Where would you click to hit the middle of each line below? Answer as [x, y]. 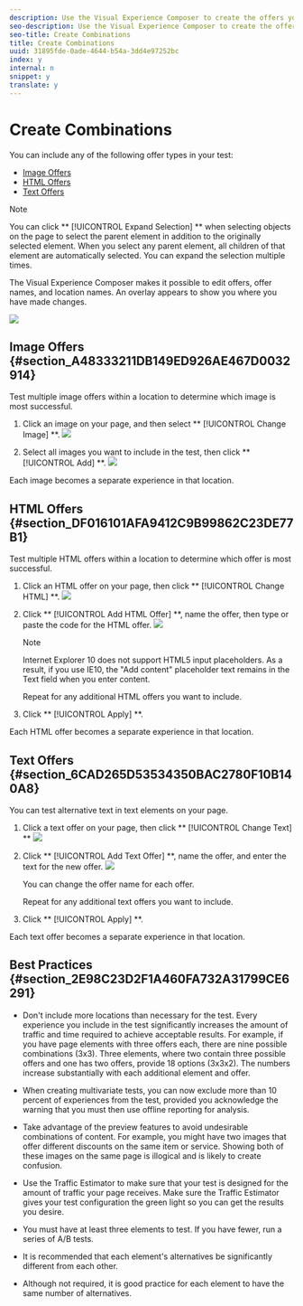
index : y [26, 60]
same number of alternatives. [77, 1292]
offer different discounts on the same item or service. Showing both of [153, 1146]
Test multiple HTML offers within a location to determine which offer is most [150, 559]
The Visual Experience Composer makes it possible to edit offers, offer [141, 282]
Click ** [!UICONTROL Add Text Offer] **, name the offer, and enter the [154, 856]
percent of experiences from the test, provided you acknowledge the [150, 1100]
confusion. [42, 1165]
